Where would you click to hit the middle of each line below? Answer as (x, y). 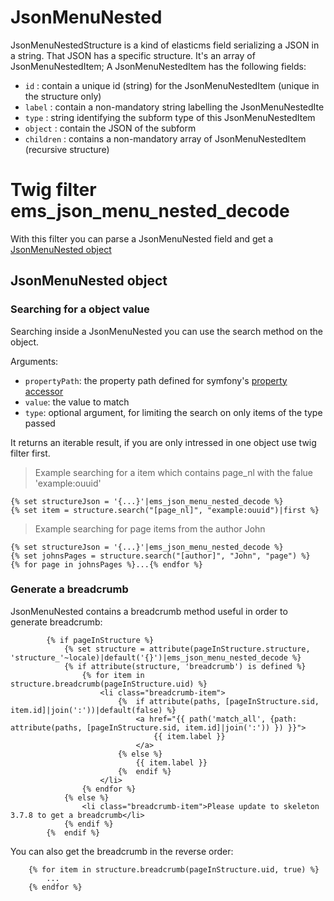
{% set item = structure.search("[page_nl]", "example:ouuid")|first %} (165, 510)
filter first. (30, 453)
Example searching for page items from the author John (150, 528)
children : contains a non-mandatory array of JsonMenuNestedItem (165, 138)
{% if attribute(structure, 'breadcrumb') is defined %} (185, 666)
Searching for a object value (80, 309)
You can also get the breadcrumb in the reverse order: (122, 851)
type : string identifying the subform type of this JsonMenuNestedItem (170, 117)
